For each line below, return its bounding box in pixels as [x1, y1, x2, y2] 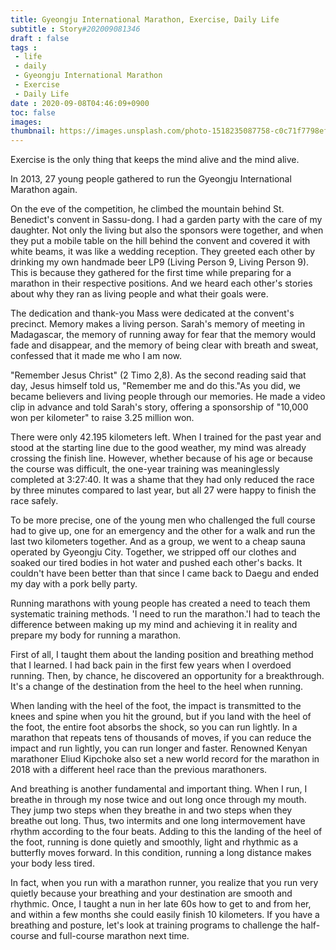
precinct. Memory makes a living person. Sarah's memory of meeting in [10, 318, 306, 330]
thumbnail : [10, 126, 56, 136]
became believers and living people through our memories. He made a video [10, 391, 326, 403]
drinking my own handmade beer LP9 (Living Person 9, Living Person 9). [10, 256, 310, 268]
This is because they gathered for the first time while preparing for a [10, 267, 292, 279]
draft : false [10, 33, 70, 43]
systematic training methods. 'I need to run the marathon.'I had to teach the [10, 608, 321, 620]
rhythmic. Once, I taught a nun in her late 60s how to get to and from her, [10, 898, 312, 910]
